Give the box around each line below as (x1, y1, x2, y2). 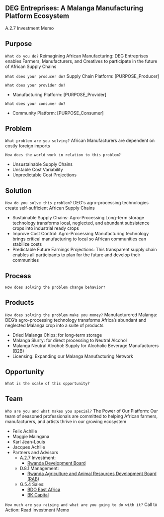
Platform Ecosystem (5, 12, 70, 20)
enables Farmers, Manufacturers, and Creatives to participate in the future (5, 58, 158, 64)
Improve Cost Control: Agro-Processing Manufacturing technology (12, 231, 149, 237)
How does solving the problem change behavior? (5, 285, 106, 290)
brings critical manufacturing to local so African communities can (12, 236, 147, 242)
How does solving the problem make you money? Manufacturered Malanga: (5, 312, 158, 318)
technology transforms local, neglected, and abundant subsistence (12, 220, 150, 226)
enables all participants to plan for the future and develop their (12, 252, 141, 258)
